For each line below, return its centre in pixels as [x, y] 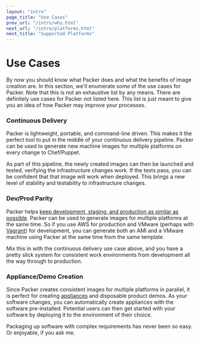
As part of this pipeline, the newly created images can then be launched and [100, 164]
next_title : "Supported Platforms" [50, 34]
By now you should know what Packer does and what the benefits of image [99, 80]
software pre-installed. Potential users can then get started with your [91, 308]
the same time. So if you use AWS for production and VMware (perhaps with [100, 224]
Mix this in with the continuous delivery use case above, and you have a [95, 248]
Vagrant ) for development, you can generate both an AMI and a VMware [95, 231]
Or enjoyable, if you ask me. [41, 332]
